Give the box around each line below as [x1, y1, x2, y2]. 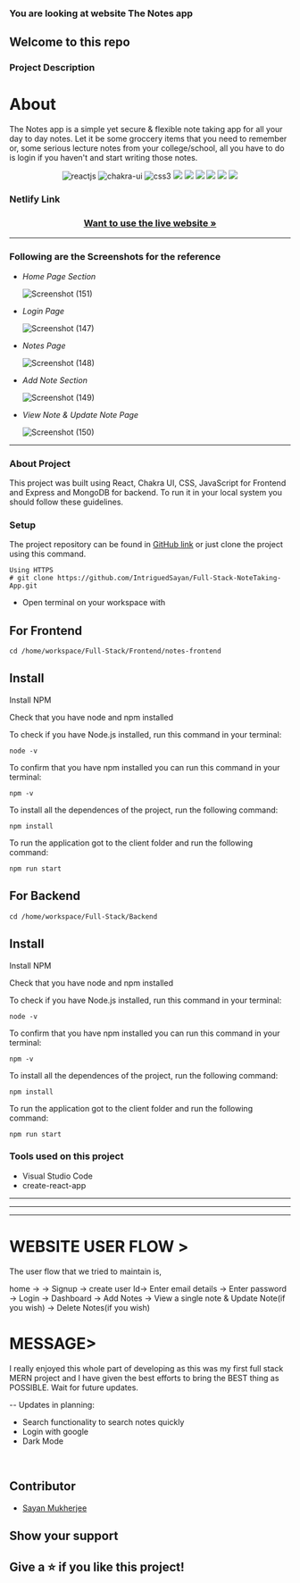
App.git [9, 581, 38, 591]
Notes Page [21, 340, 66, 351]
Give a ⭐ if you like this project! [9, 1560, 185, 1575]
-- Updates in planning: [9, 1399, 96, 1410]
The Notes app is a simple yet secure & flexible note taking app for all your [9, 124, 283, 135]
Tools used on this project [9, 1150, 124, 1162]
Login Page [21, 305, 65, 316]
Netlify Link [9, 193, 61, 205]
